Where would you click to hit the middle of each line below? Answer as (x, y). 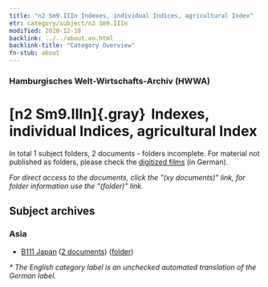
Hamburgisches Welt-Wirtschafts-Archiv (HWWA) (110, 81)
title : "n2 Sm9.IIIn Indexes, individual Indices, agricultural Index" (131, 16)
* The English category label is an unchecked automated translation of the (133, 267)
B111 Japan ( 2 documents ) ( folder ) (77, 251)
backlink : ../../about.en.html (61, 38)
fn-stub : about (35, 53)
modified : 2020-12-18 (45, 30)
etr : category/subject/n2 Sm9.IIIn (69, 23)
